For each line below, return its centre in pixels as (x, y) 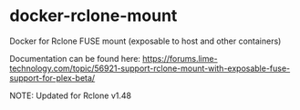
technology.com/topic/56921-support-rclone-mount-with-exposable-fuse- (150, 68)
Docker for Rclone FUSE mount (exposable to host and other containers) (145, 41)
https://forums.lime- (180, 58)
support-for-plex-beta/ (52, 77)
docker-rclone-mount (93, 16)
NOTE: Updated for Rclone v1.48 (71, 95)
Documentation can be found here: (75, 58)
